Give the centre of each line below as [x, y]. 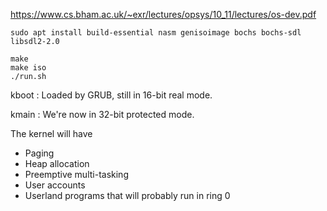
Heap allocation [57, 163]
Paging [39, 153]
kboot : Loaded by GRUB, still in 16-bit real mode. [111, 95]
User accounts [55, 185]
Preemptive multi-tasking [76, 174]
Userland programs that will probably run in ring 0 [127, 195]
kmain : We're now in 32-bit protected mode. [102, 114]
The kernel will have [51, 133]
